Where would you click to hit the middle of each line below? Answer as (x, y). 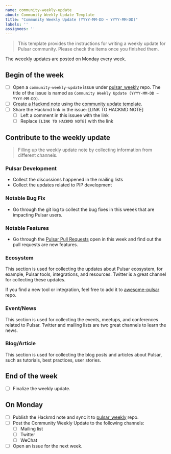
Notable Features (27, 228)
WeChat (29, 440)
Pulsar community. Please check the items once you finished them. (88, 49)
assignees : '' (20, 29)
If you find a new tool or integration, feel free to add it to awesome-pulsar (82, 290)
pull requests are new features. (45, 244)
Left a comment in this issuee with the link (64, 115)
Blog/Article (21, 344)
